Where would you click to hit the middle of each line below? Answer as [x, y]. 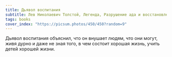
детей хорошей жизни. [30, 49]
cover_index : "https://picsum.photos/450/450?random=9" [66, 24]
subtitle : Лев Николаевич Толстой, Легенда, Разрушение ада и [73, 15]
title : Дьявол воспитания [33, 10]
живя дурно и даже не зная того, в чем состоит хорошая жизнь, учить [83, 44]
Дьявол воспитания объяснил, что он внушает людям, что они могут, [81, 38]
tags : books [18, 19]
